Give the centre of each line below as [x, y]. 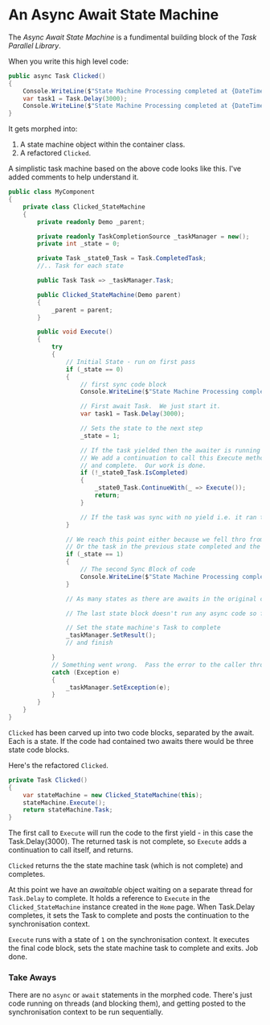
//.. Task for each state [81, 266]
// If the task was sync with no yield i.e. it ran [168, 517]
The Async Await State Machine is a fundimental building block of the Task [133, 37]
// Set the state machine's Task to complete [143, 628]
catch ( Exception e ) [86, 672]
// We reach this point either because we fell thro [156, 539]
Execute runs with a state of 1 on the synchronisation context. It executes [129, 940]
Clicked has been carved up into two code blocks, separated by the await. [131, 732]
